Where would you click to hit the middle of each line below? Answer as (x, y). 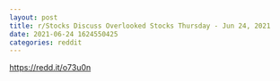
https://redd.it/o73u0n (50, 68)
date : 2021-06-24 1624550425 (64, 34)
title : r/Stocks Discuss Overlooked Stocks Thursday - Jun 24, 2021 (140, 26)
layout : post (34, 17)
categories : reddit (46, 42)
